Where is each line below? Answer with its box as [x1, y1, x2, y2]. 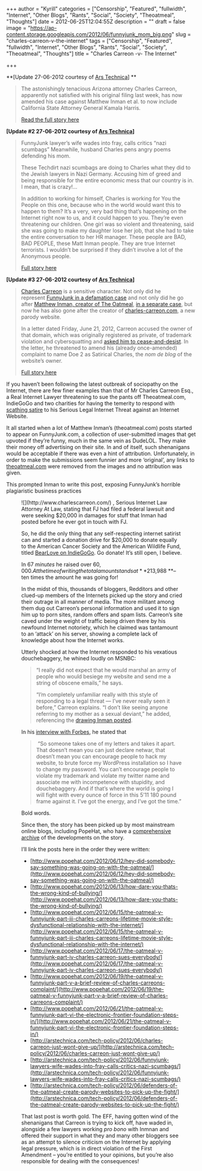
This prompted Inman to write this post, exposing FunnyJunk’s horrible [6, 481, 181, 488]
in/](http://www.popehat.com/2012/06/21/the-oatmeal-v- [29, 1018, 172, 1025]
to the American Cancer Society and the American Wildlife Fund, [21, 543, 182, 550]
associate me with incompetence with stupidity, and [35, 779, 165, 785]
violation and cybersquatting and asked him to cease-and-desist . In [20, 338, 189, 345]
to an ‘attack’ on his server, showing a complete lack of [21, 630, 158, 637]
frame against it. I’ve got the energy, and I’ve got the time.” [35, 798, 182, 805]
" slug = [171, 31, 191, 38]
